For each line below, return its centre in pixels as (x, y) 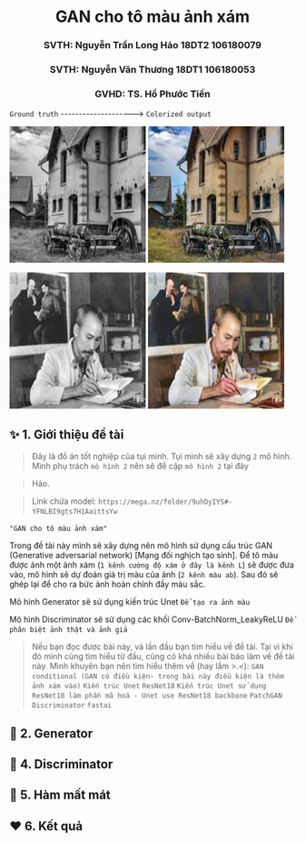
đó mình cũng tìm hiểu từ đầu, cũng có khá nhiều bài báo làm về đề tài (163, 657)
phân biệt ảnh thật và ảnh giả (69, 630)
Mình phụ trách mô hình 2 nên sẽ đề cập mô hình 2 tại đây (140, 466)
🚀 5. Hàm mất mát (60, 795)
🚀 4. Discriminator (61, 764)
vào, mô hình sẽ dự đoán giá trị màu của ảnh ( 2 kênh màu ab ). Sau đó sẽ (144, 575)
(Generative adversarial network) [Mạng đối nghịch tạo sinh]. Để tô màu (144, 556)
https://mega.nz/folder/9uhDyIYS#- (166, 502)
